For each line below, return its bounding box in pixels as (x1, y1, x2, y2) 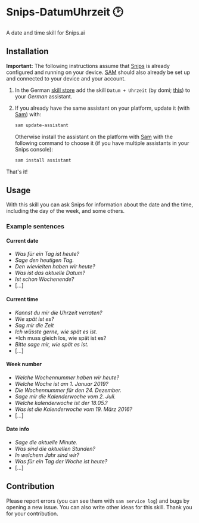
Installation (6, 47, 49, 57)
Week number (6, 361, 42, 368)
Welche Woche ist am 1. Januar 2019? (14, 380, 108, 387)
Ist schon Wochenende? (14, 276, 74, 283)
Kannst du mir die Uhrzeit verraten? (14, 309, 102, 316)
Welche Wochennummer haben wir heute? (14, 374, 120, 381)
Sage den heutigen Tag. (14, 256, 74, 264)
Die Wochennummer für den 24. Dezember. (14, 386, 122, 394)
